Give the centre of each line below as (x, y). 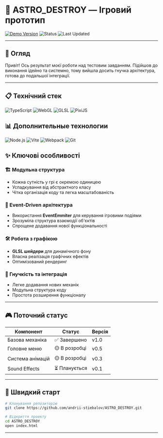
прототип (25, 20)
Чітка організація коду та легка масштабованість (63, 193)
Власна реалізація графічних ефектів (50, 256)
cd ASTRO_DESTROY (23, 421)
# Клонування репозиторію (31, 403)
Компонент (29, 332)
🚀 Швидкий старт (33, 393)
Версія (100, 332)
